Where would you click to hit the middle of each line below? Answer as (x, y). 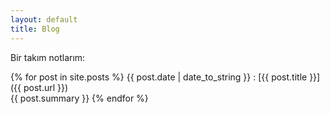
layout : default (44, 19)
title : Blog (35, 29)
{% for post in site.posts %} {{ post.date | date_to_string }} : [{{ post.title (159, 77)
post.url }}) (46, 87)
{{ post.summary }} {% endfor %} (79, 98)
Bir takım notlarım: (48, 57)
